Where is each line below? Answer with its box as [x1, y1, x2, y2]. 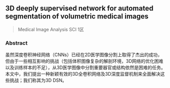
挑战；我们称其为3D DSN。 [9, 77, 67, 83]
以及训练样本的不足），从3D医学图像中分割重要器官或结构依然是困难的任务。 [5, 64, 166, 71]
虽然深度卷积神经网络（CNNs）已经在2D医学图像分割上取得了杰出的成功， [5, 52, 162, 58]
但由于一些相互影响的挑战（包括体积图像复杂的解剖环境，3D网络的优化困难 [5, 58, 163, 64]
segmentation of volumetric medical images [5, 12, 149, 21]
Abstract [5, 39, 28, 47]
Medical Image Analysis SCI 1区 [17, 26, 84, 32]
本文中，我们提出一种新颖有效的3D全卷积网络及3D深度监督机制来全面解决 [5, 71, 161, 77]
